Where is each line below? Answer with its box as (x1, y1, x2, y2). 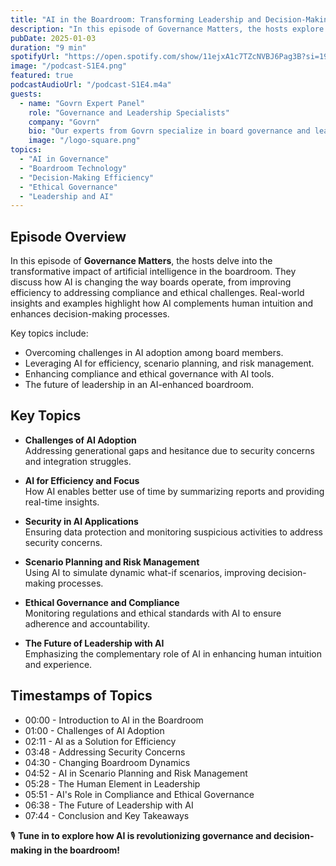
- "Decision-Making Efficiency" (19, 172, 155, 183)
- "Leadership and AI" (19, 191, 114, 201)
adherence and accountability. (24, 617, 151, 630)
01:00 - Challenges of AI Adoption (24, 724, 165, 736)
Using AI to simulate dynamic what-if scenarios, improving (24, 566, 266, 578)
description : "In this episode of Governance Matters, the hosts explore (10, 24, 325, 34)
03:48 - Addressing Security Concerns (24, 746, 186, 758)
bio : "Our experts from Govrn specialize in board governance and (28, 126, 311, 136)
